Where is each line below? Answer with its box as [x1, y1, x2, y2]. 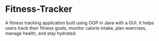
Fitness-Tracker [5, 3, 73, 15]
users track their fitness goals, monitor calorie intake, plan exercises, [5, 25, 147, 31]
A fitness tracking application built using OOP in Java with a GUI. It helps [5, 20, 155, 26]
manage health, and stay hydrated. [5, 30, 77, 36]
